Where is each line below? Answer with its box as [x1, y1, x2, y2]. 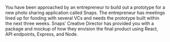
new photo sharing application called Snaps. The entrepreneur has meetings [5, 10, 165, 16]
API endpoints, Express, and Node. [5, 31, 78, 37]
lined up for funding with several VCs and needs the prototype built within [5, 15, 160, 21]
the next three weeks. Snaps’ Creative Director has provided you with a [5, 20, 154, 26]
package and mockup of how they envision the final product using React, [5, 26, 158, 32]
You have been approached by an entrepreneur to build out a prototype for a [5, 5, 165, 10]
